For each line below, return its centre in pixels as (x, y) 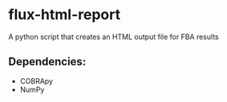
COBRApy (36, 80)
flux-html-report (65, 15)
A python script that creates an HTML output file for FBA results (113, 37)
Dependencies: (47, 62)
